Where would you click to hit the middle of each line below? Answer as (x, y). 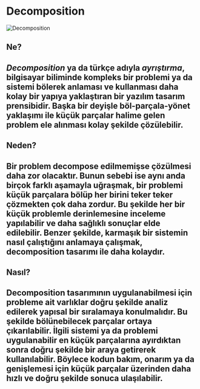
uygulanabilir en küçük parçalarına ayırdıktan (94, 341)
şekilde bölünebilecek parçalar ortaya (79, 321)
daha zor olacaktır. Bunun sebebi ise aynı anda (96, 175)
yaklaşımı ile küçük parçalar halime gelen (86, 115)
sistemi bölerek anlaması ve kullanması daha (92, 87)
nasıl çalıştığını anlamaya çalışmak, (74, 242)
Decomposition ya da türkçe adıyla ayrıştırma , (95, 68)
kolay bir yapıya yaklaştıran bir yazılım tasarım (96, 96)
